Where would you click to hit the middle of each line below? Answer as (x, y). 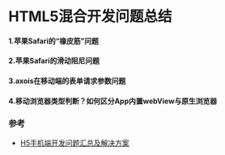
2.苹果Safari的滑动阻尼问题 (54, 61)
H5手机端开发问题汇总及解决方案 (74, 143)
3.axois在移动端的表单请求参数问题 (67, 81)
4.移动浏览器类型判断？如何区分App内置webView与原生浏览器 (113, 101)
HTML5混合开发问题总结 (90, 17)
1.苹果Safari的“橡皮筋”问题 (53, 40)
